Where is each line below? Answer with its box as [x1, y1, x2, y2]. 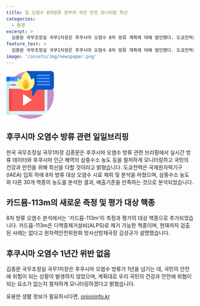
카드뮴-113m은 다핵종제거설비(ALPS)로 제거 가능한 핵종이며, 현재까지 [18, 222, 179, 229]
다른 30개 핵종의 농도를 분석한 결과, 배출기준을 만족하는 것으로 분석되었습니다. [12, 179, 193, 186]
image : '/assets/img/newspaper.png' [6, 54, 97, 60]
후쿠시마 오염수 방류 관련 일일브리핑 [6, 132, 129, 142]
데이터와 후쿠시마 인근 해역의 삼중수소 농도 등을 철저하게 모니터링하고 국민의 [12, 156, 189, 163]
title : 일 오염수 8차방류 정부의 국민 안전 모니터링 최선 [6, 10, 128, 15]
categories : [6, 15, 36, 22]
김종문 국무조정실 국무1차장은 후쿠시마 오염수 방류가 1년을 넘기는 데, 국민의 [6, 266, 179, 273]
